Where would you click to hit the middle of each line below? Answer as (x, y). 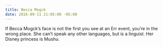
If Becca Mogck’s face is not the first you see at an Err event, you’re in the (81, 28)
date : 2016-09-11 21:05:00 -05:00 (41, 14)
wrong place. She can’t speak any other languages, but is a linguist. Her (79, 34)
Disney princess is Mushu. (32, 39)
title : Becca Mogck (26, 10)
